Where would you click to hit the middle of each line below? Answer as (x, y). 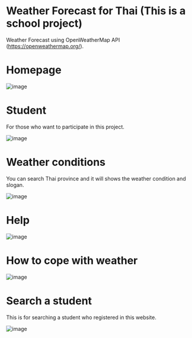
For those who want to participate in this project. (65, 127)
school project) (44, 23)
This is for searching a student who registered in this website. (81, 317)
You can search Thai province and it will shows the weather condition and (96, 178)
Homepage (34, 70)
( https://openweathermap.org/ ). (45, 46)
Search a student (49, 301)
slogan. (15, 185)
